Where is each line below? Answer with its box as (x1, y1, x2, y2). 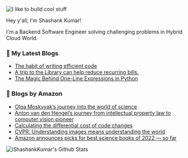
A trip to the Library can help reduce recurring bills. (14, 69, 139, 76)
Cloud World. (6, 35, 38, 41)
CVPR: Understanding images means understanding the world (14, 128, 166, 135)
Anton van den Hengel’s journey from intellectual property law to (14, 109, 172, 116)
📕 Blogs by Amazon (6, 90, 63, 98)
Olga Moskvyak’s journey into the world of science (14, 103, 137, 110)
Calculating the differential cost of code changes (14, 122, 133, 129)
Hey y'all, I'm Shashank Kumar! (6, 17, 82, 23)
